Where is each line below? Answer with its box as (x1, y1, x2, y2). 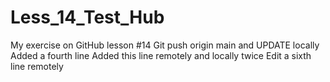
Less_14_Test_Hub (10, 6, 165, 29)
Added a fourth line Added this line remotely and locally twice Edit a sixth (10, 49, 312, 61)
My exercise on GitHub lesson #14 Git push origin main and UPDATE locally (10, 39, 320, 51)
